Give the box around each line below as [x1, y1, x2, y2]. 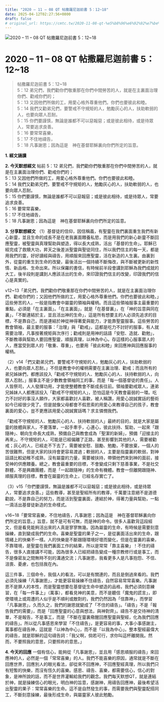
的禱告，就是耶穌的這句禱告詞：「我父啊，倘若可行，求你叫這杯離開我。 [5, 633, 148, 638]
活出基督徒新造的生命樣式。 [13, 502, 69, 508]
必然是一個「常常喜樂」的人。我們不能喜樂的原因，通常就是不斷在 [26, 655, 159, 661]
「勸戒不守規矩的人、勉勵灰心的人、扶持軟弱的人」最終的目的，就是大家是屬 [5, 418, 159, 424]
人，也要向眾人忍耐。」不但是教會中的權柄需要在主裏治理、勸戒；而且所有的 [5, 365, 157, 371]
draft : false [5, 16, 32, 21]
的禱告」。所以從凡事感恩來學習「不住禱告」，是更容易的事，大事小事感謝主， [5, 620, 159, 626]
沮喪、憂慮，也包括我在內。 [5, 561, 61, 567]
